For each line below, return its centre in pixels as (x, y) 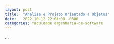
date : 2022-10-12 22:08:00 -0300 (42, 19)
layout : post (19, 10)
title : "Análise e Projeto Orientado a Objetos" (57, 14)
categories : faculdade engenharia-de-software (54, 23)
